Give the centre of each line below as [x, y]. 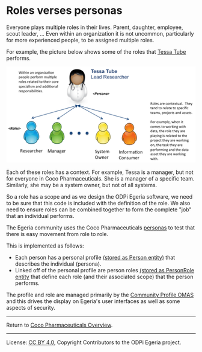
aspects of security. [31, 308]
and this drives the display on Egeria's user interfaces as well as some [93, 301]
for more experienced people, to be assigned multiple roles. [80, 40]
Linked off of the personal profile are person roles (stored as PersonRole [105, 270]
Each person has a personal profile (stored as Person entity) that [95, 258]
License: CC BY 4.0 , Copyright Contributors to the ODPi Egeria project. [94, 342]
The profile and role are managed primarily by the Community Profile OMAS [100, 295]
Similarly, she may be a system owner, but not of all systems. [82, 185]
